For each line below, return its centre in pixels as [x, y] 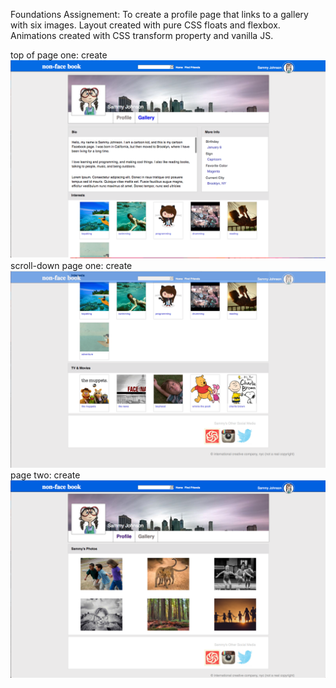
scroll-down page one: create [71, 265]
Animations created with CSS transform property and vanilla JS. [142, 35]
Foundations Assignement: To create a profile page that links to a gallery [159, 14]
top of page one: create [59, 55]
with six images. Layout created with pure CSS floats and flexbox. [145, 25]
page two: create [45, 475]
